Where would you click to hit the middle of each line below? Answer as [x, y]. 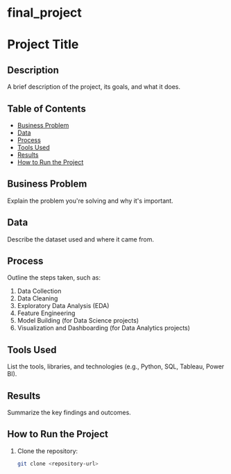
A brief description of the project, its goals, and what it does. [94, 87]
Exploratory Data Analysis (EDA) [63, 306]
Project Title [43, 45]
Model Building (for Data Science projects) [78, 321]
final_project [44, 13]
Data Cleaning [37, 298]
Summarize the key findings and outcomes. [69, 413]
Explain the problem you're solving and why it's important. [90, 201]
